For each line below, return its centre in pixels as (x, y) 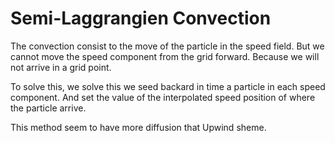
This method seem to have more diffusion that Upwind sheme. (138, 127)
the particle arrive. (48, 108)
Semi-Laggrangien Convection (141, 18)
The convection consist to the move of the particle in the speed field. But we (167, 46)
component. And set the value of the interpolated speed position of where (163, 97)
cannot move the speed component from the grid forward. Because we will (165, 56)
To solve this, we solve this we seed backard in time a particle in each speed (168, 86)
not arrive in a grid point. (61, 67)
